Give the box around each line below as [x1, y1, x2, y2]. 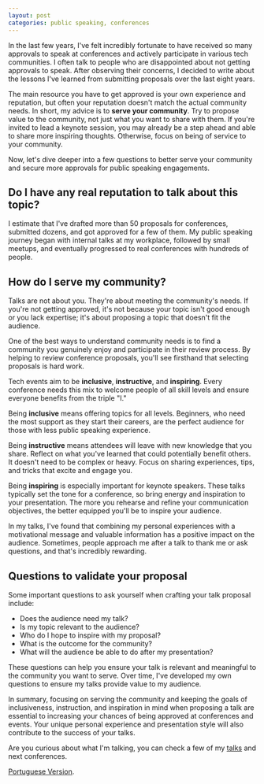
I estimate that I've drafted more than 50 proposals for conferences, [8, 219, 229, 228]
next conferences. [8, 751, 68, 760]
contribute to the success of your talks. [8, 727, 136, 737]
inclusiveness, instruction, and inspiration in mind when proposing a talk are [8, 702, 255, 712]
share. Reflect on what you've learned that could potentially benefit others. [8, 449, 251, 459]
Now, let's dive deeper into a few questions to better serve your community [8, 154, 253, 164]
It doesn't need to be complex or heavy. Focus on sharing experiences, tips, [8, 457, 255, 467]
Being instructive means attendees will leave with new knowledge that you [8, 441, 252, 450]
